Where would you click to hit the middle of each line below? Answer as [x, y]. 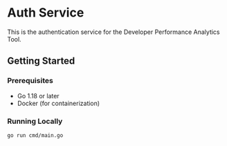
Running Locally [35, 121]
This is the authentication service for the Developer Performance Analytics [113, 32]
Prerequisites [30, 81]
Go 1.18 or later [38, 95]
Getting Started [41, 61]
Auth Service [46, 13]
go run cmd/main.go [35, 135]
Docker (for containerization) [58, 103]
